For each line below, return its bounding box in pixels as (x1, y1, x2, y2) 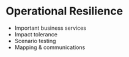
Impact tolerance (14, 30, 57, 38)
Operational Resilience (6, 4, 123, 18)
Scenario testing (14, 37, 56, 44)
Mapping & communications (14, 44, 86, 51)
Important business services (14, 24, 87, 32)
